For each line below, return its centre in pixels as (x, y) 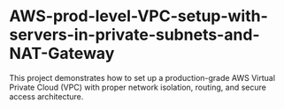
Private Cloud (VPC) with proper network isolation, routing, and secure (138, 87)
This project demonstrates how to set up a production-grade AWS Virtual (142, 77)
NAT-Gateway (62, 54)
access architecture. (46, 96)
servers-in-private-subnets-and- (134, 35)
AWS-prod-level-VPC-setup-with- (138, 16)
